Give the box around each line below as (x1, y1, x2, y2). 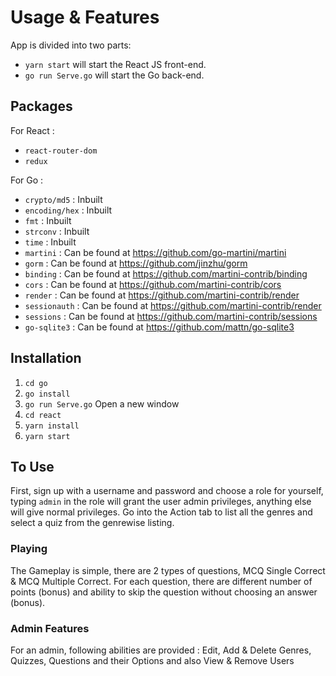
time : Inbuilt (24, 236, 77, 248)
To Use (10, 458, 55, 475)
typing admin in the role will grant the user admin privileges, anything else (10, 496, 312, 508)
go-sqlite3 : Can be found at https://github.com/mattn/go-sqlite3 (24, 321, 295, 333)
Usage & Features (10, 6, 160, 29)
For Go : (10, 174, 44, 186)
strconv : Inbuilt (24, 225, 90, 237)
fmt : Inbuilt (24, 214, 72, 226)
